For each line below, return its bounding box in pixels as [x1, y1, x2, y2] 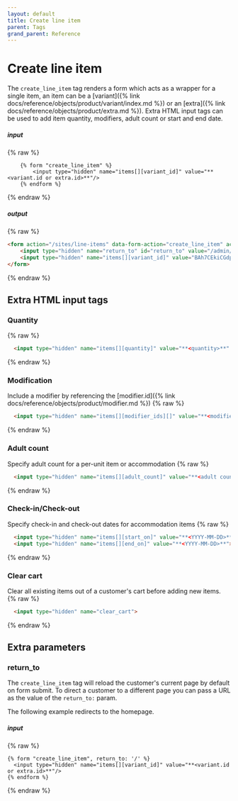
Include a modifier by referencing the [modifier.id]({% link [7, 391, 176, 400]
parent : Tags [7, 23, 46, 30]
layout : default [7, 10, 55, 18]
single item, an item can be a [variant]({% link [7, 91, 140, 100]
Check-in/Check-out [7, 504, 80, 514]
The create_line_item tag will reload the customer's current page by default [7, 678, 230, 688]
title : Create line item [7, 17, 81, 24]
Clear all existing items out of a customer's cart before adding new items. [7, 586, 221, 595]
